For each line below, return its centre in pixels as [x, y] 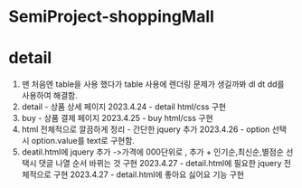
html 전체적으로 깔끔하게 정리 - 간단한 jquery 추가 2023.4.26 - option [146, 129]
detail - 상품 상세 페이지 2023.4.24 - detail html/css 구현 [124, 107]
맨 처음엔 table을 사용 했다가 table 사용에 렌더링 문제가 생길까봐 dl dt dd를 [153, 84]
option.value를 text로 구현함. [83, 141]
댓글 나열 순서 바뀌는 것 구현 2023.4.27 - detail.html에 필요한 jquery [160, 164]
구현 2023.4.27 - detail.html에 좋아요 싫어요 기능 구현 [149, 174]
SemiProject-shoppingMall [111, 17]
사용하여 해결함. [49, 96]
